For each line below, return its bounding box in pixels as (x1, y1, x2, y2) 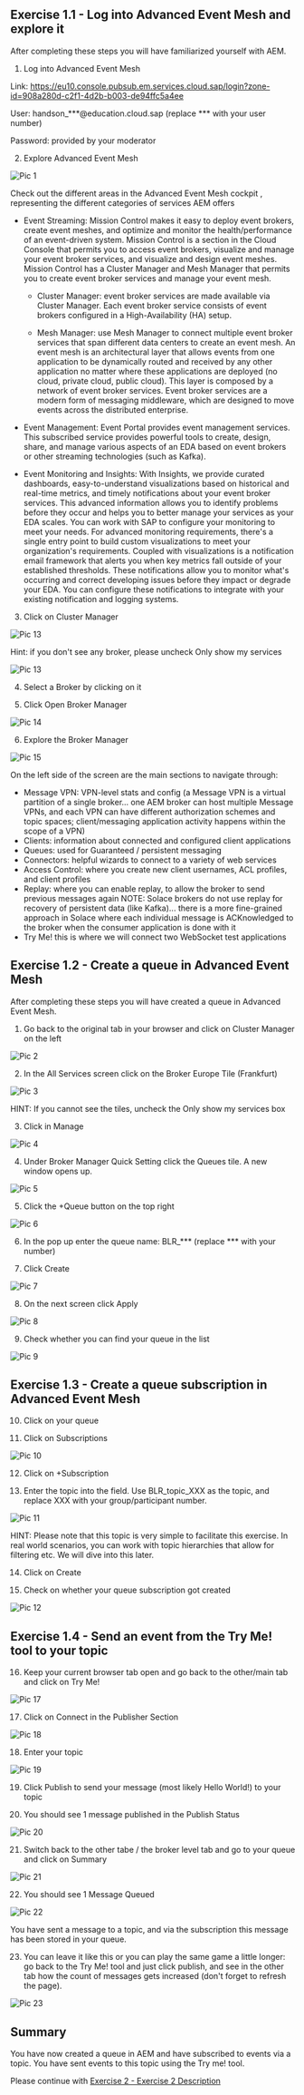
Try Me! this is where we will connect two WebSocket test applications (23, 931, 287, 942)
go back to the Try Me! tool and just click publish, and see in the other (23, 1961, 284, 1972)
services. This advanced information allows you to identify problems (23, 497, 279, 508)
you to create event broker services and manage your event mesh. (23, 272, 272, 284)
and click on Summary (23, 1854, 108, 1865)
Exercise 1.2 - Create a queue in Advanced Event (10, 958, 290, 973)
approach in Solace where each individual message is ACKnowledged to (23, 911, 294, 923)
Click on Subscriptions (23, 1433, 108, 1444)
